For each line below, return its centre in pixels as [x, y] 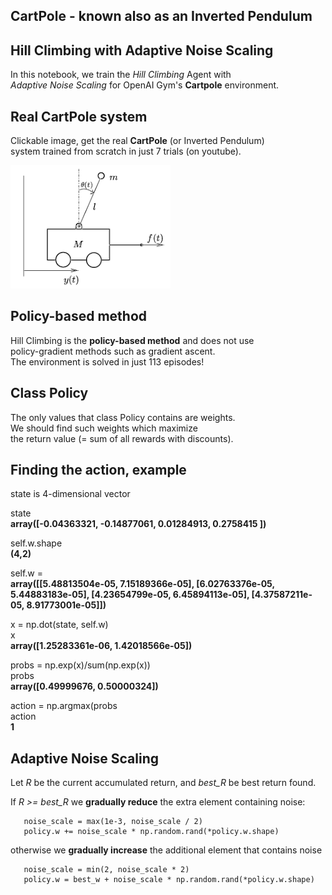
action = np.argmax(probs [64, 706]
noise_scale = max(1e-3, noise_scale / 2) [113, 822]
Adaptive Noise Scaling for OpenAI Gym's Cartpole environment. [145, 85]
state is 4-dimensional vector [70, 494]
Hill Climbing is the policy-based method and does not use [132, 340]
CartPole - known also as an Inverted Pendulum [161, 16]
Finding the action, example [98, 470]
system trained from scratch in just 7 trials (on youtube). [126, 151]
